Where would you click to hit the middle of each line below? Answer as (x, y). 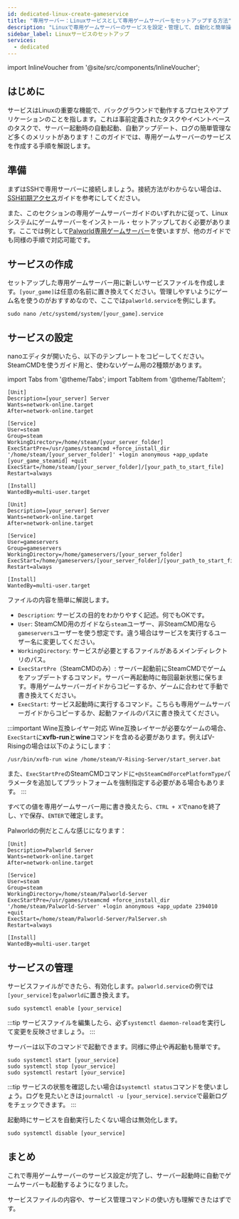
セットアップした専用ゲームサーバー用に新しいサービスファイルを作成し (113, 283)
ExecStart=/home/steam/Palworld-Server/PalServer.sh (87, 919)
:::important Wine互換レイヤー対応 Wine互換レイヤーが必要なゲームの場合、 (118, 729)
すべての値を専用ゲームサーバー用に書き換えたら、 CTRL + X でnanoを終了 (114, 807)
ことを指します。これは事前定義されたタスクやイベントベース (141, 119)
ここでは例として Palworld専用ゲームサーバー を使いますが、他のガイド (122, 231)
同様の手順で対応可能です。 (54, 240)
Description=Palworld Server (51, 850)
